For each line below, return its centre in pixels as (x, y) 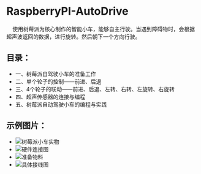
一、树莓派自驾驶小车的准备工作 (55, 74)
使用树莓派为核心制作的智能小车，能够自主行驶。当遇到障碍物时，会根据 (103, 29)
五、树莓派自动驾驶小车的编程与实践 (61, 104)
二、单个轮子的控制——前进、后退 (58, 81)
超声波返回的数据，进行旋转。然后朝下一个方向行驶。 (74, 36)
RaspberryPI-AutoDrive (67, 11)
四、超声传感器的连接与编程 (50, 97)
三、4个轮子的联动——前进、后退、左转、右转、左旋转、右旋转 (95, 89)
